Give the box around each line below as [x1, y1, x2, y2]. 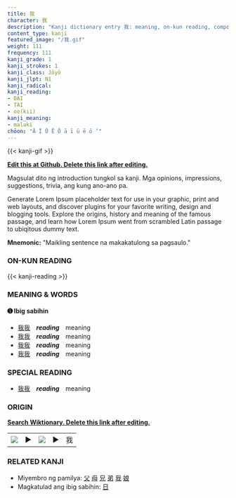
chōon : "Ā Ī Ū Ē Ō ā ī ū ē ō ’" [7, 128, 102, 135]
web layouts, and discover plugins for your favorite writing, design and [7, 203, 211, 211]
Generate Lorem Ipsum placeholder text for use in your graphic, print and [7, 195, 219, 203]
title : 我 [7, 10, 35, 18]
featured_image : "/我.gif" [7, 36, 86, 43]
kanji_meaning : [7, 114, 52, 121]
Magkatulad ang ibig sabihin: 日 [17, 482, 109, 491]
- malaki [7, 121, 33, 128]
